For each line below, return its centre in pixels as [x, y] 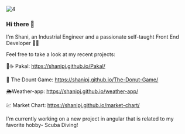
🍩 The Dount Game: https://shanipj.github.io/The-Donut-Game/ [82, 80]
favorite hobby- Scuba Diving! [42, 125]
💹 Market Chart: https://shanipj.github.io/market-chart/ [73, 105]
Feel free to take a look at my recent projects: [61, 54]
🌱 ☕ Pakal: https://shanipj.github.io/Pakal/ [56, 66]
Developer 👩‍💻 [23, 43]
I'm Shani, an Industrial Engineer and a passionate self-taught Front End [93, 37]
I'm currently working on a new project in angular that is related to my [90, 119]
